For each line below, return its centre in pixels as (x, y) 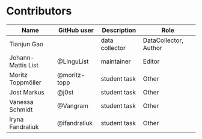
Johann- (22, 57)
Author (152, 48)
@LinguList (73, 61)
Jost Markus (27, 92)
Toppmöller (25, 82)
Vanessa (21, 102)
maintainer (116, 61)
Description (119, 30)
